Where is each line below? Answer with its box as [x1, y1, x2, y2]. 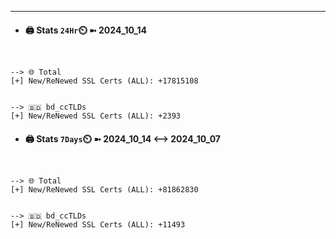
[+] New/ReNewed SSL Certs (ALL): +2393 [10, 111, 182, 121]
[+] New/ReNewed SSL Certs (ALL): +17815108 [10, 76, 199, 86]
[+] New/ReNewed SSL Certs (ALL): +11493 [10, 220, 186, 230]
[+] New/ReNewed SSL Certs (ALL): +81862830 [10, 185, 199, 195]
